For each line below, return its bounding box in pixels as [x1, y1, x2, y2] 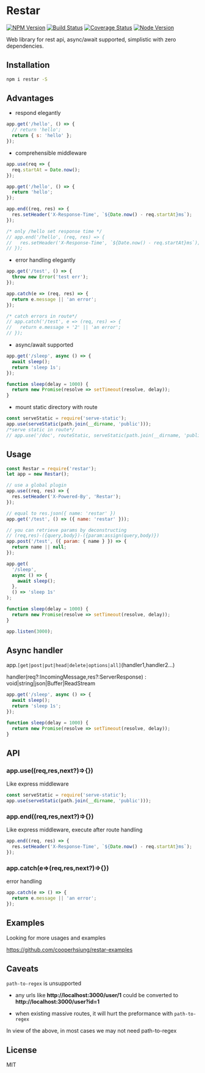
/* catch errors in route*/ [6, 313, 78, 319]
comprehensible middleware [15, 149, 87, 157]
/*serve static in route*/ [6, 426, 75, 433]
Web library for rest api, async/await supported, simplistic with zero [6, 35, 176, 43]
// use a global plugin [6, 482, 67, 489]
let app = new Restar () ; [6, 471, 70, 478]
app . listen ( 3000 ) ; [6, 628, 53, 635]
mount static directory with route [15, 404, 98, 411]
